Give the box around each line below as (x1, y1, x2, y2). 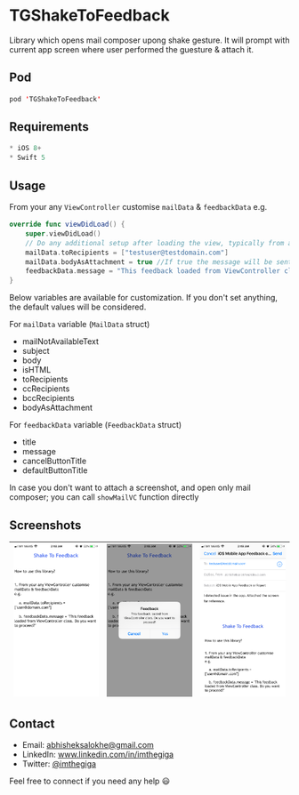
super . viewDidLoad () (25, 229, 101, 238)
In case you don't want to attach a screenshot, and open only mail (9, 482, 251, 494)
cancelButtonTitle (21, 455, 87, 467)
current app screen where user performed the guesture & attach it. (9, 44, 255, 54)
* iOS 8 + (9, 144, 42, 153)
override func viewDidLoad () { (9, 220, 125, 229)
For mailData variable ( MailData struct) (9, 319, 150, 330)
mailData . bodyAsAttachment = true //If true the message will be (25, 257, 273, 267)
